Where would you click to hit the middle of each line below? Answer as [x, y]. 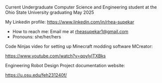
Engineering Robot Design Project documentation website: [65, 65]
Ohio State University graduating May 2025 [50, 12]
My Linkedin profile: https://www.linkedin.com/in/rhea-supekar [70, 22]
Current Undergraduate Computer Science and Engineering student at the [81, 7]
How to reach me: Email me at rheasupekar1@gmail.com [70, 31]
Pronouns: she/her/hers [37, 37]
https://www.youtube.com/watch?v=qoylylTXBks [56, 56]
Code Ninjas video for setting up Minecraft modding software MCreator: [79, 46]
